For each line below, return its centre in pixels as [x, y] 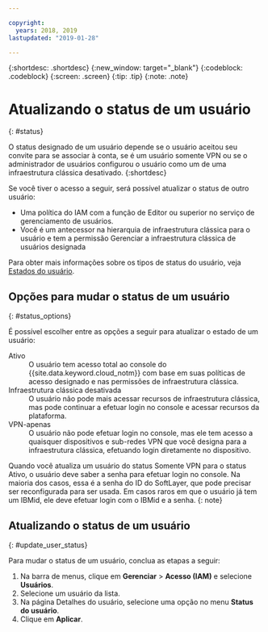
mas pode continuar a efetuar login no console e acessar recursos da [144, 408]
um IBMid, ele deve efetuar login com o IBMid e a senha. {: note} [116, 500]
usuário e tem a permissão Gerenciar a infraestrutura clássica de [128, 238]
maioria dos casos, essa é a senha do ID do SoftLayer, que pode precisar [130, 483]
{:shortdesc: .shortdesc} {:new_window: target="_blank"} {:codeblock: [126, 68]
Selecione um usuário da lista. [70, 593]
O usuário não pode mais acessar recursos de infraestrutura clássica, [144, 399]
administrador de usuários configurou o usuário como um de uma [117, 164]
